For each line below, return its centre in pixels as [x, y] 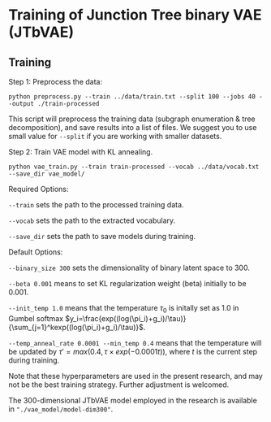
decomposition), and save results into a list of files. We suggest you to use [133, 127]
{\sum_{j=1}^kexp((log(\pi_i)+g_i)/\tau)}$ [76, 327]
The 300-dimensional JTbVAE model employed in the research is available [133, 400]
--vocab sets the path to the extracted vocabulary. [92, 220]
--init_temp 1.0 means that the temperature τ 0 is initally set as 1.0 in [124, 309]
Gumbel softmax [36, 318]
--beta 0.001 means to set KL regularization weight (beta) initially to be [127, 283]
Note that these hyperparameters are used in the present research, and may [136, 376]
